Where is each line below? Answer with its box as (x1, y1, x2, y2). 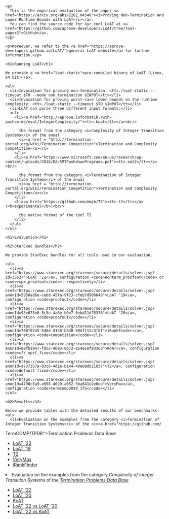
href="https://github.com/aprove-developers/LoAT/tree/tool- (5, 26, 137, 31)
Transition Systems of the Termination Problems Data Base (5, 477, 129, 483)
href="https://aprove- (77, 44, 125, 49)
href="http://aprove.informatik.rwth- (30, 115, 112, 120)
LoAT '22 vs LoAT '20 (12, 503, 58, 509)
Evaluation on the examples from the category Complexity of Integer (12, 472, 154, 477)
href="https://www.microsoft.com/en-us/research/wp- (30, 155, 144, 160)
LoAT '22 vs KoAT (12, 508, 50, 514)
